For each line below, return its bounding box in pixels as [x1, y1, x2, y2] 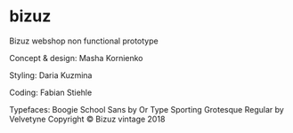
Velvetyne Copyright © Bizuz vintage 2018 [9, 113, 166, 124]
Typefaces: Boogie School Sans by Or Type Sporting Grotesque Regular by [9, 104, 285, 114]
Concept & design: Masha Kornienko [9, 52, 144, 63]
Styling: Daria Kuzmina [9, 69, 93, 81]
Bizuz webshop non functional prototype [9, 35, 159, 46]
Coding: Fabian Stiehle [9, 87, 93, 98]
